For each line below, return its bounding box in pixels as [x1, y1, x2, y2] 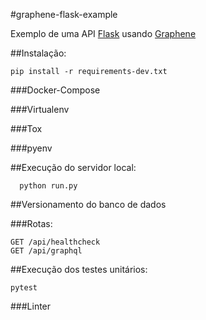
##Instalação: [10, 47, 67, 59]
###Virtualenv [10, 104, 70, 115]
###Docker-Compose [10, 84, 101, 96]
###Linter [10, 300, 52, 312]
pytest [10, 283, 38, 293]
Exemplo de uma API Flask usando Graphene [10, 28, 197, 39]
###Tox [10, 123, 43, 134]
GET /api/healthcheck [10, 237, 101, 247]
